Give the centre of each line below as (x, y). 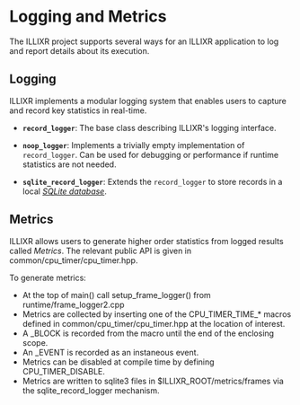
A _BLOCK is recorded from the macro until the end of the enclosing (148, 333)
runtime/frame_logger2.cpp (73, 304)
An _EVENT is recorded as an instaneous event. (110, 352)
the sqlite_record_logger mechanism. (91, 390)
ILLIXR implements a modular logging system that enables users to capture (148, 101)
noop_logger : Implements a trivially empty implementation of (133, 145)
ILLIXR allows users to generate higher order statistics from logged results (147, 241)
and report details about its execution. (79, 50)
